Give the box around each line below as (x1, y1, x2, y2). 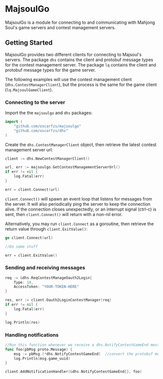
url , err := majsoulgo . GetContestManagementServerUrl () (5, 165, 120, 170)
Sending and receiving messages (5, 264, 85, 271)
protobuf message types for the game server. (5, 67, 96, 73)
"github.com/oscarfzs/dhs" (14, 128, 68, 133)
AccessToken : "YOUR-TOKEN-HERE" (14, 284, 79, 289)
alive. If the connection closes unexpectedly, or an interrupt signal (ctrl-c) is (5, 206, 157, 212)
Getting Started (5, 39, 53, 47)
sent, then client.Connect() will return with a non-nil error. (5, 211, 123, 217)
